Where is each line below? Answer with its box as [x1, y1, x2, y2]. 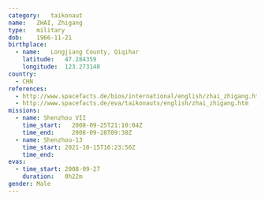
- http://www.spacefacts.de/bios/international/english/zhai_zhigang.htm [15, 92, 263, 100]
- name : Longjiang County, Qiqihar [15, 48, 140, 56]
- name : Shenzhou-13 [15, 135, 83, 144]
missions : [8, 107, 41, 115]
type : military [8, 26, 65, 34]
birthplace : [8, 41, 47, 49]
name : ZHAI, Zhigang [8, 19, 83, 27]
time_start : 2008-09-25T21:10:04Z [22, 121, 144, 129]
